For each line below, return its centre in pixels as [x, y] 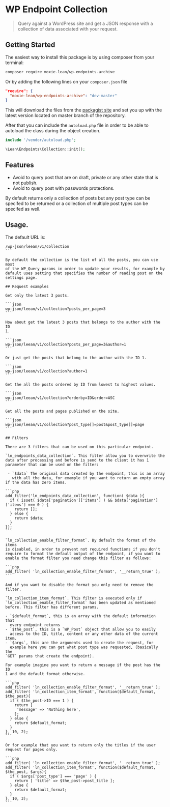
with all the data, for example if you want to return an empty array [89, 478]
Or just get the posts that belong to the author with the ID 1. [76, 358]
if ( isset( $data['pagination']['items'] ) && [61, 500]
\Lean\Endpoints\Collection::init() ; [45, 149]
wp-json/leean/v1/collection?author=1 [46, 371]
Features [20, 165]
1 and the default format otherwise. [45, 674]
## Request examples [27, 286]
